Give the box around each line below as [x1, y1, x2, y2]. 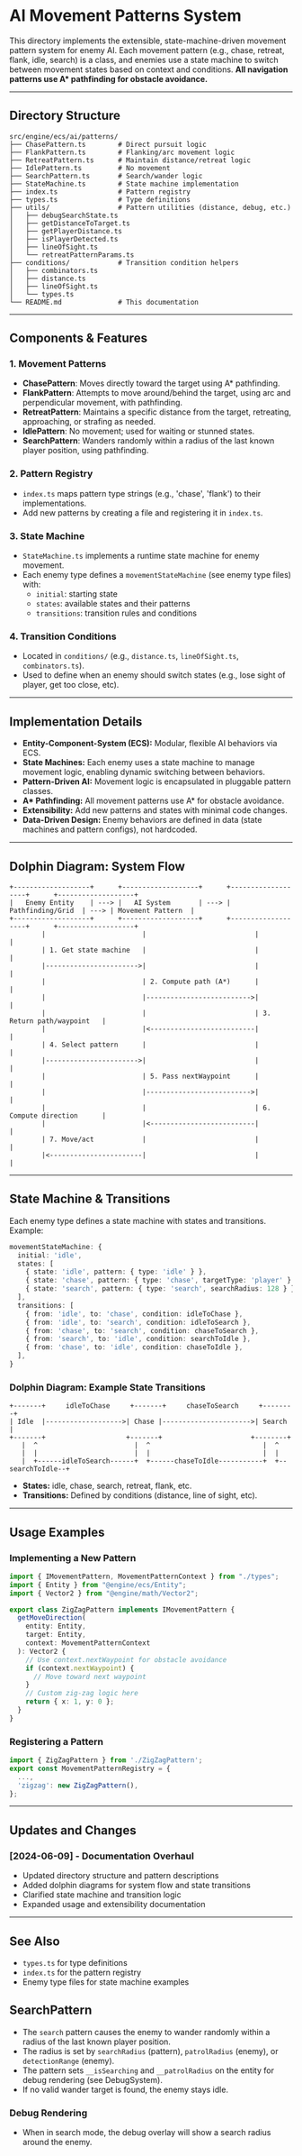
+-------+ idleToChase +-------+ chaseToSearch [9, 1402, 240, 1411]
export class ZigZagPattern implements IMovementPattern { [9, 1605, 235, 1614]
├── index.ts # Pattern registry [9, 187, 191, 196]
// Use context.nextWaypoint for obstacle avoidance [25, 1655, 227, 1664]
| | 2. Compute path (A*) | [41, 977, 259, 986]
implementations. [22, 498, 87, 508]
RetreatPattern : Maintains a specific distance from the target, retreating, [22, 407, 292, 417]
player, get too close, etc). [22, 680, 120, 690]
